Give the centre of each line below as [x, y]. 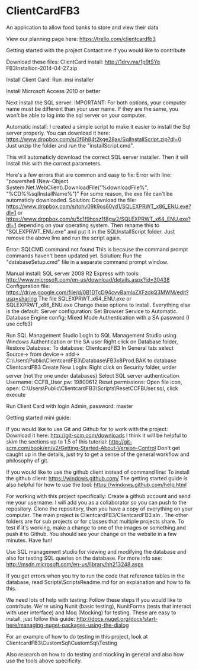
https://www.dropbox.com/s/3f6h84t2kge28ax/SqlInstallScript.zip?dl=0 [94, 139]
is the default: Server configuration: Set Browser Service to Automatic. [92, 311]
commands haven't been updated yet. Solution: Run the [74, 256]
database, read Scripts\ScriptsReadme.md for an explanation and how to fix [99, 582]
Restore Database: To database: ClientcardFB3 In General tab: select [90, 347]
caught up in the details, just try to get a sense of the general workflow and [98, 454]
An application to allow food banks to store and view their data [82, 27]
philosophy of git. [28, 460]
